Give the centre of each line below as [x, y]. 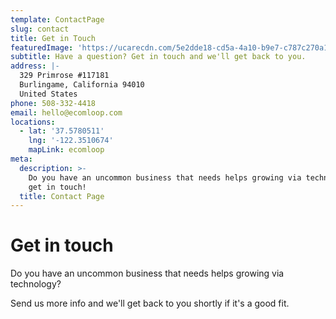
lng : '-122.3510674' [71, 141]
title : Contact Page [62, 196]
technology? [36, 284]
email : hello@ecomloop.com [66, 112]
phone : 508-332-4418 [53, 103]
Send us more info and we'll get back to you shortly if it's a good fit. [150, 303]
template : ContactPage [57, 19]
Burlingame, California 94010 [82, 85]
